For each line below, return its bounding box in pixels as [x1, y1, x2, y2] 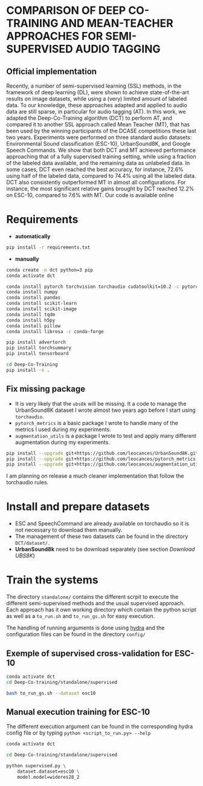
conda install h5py [6, 317, 56, 323]
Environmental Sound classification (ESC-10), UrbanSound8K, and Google [6, 140, 191, 147]
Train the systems [6, 573, 98, 587]
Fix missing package [6, 384, 86, 394]
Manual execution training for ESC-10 [6, 707, 150, 717]
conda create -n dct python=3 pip [6, 267, 94, 273]
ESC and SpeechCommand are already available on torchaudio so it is [14, 520, 189, 527]
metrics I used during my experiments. [14, 426, 111, 433]
